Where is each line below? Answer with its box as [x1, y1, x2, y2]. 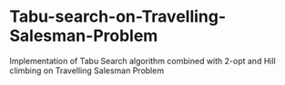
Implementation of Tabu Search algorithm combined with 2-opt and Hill [9, 55, 276, 66]
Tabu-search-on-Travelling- [9, 6, 227, 27]
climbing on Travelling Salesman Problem [9, 65, 165, 76]
